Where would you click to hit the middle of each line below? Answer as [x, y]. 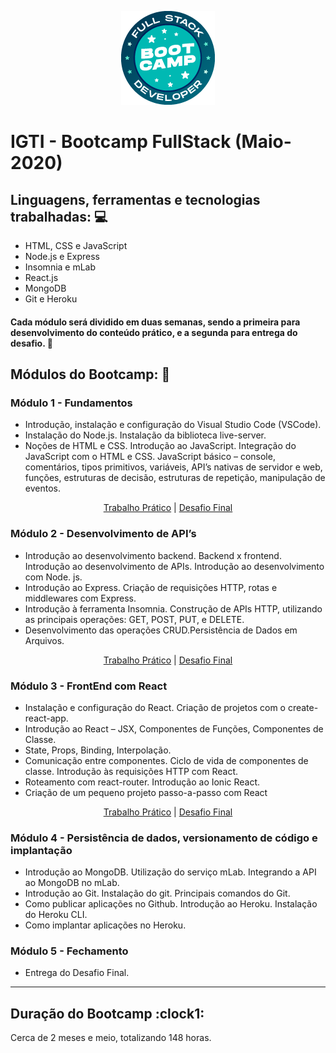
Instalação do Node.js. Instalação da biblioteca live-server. [145, 435]
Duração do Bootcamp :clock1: [107, 1013]
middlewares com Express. [80, 598]
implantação [41, 850]
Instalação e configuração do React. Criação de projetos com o [155, 707]
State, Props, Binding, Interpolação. [98, 750]
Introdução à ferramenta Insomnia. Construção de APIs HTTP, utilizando [173, 608]
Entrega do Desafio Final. [77, 973]
